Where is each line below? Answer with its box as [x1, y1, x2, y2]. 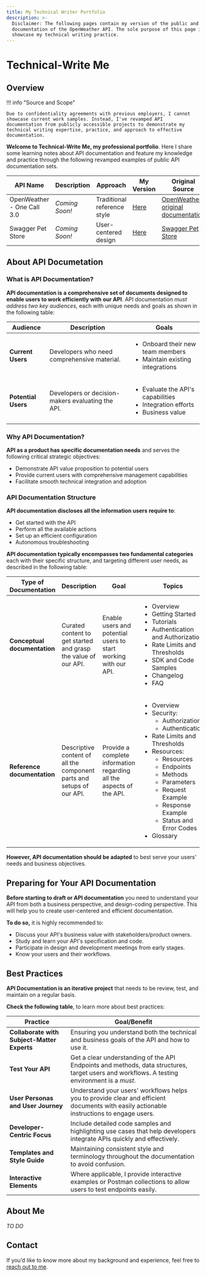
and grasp [61, 644, 91, 653]
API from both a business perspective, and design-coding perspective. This [6, 900, 197, 908]
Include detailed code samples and [70, 1119, 172, 1128]
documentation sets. [6, 163, 58, 170]
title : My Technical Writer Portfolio [6, 9, 105, 15]
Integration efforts [142, 400, 194, 409]
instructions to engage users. [70, 1109, 154, 1118]
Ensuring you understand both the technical [70, 1028, 197, 1037]
